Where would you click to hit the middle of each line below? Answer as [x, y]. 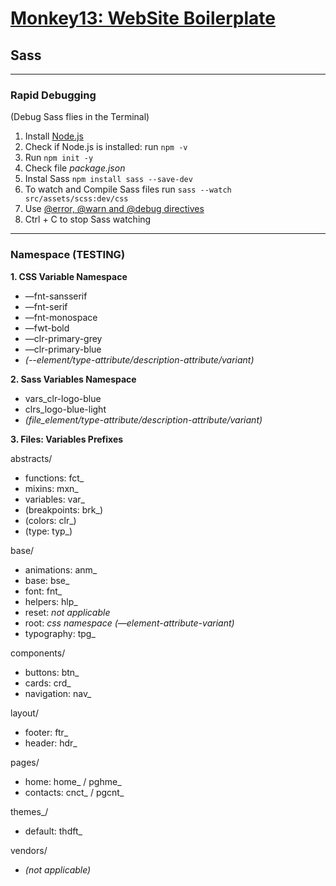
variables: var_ [54, 499]
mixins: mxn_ [51, 488]
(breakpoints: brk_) [64, 509]
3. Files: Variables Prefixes [67, 439]
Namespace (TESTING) [68, 255]
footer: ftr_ [46, 732]
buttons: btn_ [52, 672]
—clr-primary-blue [63, 349]
